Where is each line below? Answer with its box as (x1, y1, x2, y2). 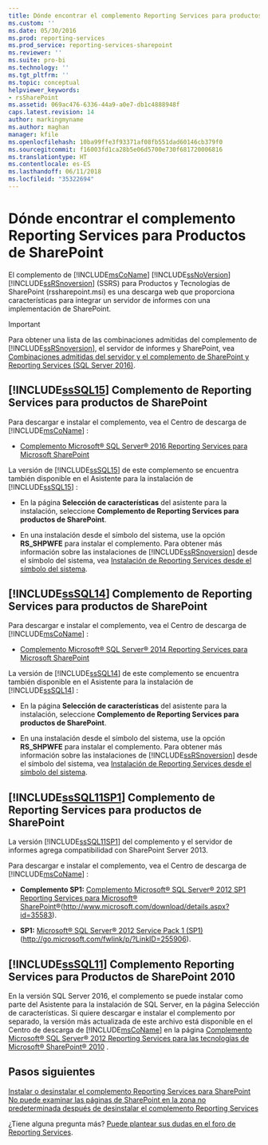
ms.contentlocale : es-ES (8, 161, 91, 169)
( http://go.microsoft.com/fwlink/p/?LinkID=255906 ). (19, 934, 191, 944)
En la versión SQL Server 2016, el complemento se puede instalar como (8, 992, 243, 1001)
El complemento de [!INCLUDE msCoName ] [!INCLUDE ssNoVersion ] (8, 269, 231, 280)
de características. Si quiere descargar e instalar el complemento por (8, 1008, 235, 1018)
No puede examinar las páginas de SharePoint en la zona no (8, 1095, 207, 1104)
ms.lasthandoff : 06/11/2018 (8, 168, 102, 176)
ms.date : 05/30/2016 (8, 26, 77, 34)
